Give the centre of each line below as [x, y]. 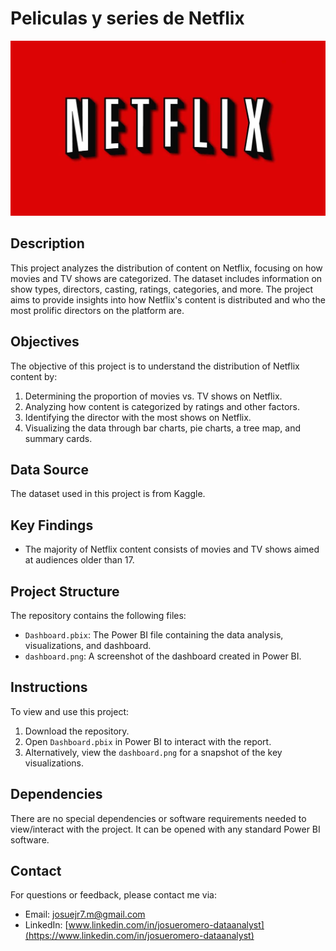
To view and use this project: [69, 711]
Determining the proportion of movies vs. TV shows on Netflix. [153, 396]
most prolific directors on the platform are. [97, 310]
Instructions [49, 687]
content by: [34, 376]
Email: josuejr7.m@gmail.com [85, 914]
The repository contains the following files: [98, 616]
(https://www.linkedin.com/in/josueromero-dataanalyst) [139, 936]
